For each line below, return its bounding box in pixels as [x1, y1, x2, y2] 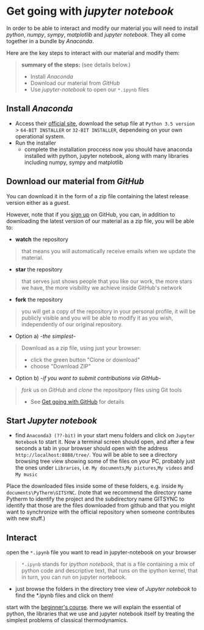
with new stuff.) [6, 515, 46, 522]
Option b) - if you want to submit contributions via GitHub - [15, 374, 162, 382]
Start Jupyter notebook [6, 415, 98, 426]
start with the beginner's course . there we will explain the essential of [6, 604, 181, 611]
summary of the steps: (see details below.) [21, 61, 131, 68]
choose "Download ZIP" [30, 362, 91, 370]
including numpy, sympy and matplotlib [24, 159, 123, 166]
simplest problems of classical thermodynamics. [6, 617, 128, 624]
